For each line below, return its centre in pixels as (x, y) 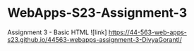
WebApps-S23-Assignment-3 (97, 13)
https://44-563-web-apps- (147, 32)
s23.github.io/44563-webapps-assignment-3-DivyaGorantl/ (95, 39)
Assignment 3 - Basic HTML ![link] (57, 32)
